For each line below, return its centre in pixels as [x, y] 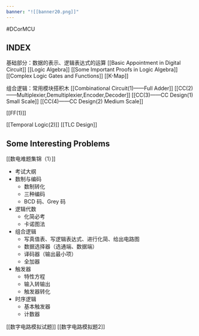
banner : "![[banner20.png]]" [43, 12]
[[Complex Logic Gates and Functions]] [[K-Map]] [67, 76]
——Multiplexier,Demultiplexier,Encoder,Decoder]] [68, 95]
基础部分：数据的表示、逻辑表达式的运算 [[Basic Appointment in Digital [94, 63]
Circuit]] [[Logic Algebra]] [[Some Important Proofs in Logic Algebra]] [92, 70]
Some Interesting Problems [58, 144]
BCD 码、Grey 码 [45, 202]
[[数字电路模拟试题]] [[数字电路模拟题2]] [56, 327]
